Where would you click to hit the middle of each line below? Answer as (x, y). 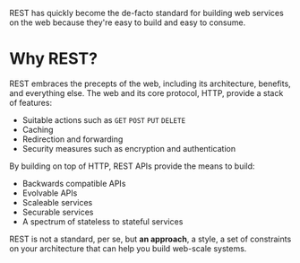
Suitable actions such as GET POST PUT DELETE (104, 119)
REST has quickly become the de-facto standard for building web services (146, 13)
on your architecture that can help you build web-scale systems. (128, 248)
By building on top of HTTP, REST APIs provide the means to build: (132, 166)
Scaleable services (57, 202)
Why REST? (54, 59)
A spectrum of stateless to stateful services (103, 221)
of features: (30, 102)
